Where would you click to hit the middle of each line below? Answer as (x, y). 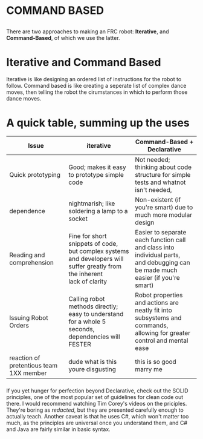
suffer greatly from (95, 266)
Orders (19, 326)
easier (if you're (157, 278)
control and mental (162, 341)
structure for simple (163, 175)
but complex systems (99, 251)
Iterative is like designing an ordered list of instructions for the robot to (94, 79)
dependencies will (94, 337)
